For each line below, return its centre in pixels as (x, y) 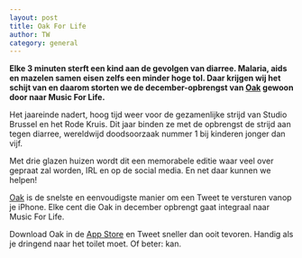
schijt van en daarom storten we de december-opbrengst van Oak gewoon (151, 88)
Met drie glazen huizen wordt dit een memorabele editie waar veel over (142, 161)
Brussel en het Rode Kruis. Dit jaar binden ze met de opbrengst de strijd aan (150, 124)
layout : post (34, 18)
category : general (44, 43)
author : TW (30, 34)
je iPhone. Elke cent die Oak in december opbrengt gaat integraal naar (140, 207)
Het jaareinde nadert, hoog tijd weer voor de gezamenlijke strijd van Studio (148, 115)
